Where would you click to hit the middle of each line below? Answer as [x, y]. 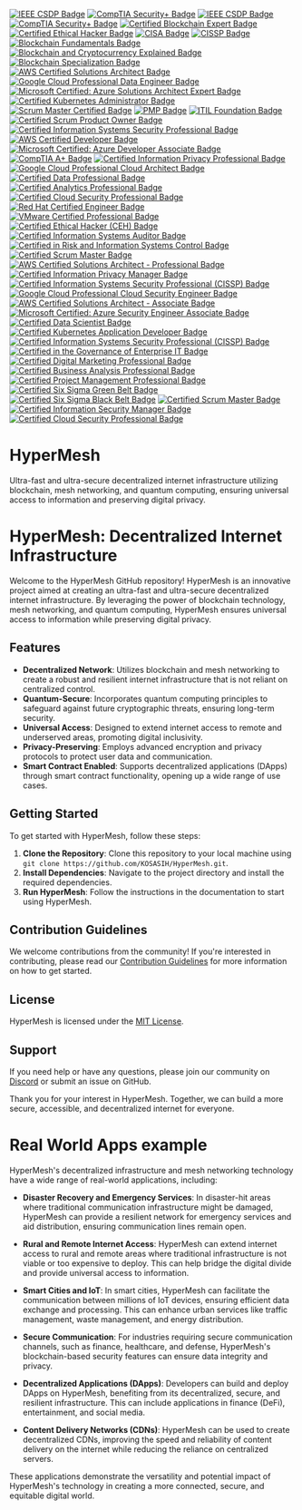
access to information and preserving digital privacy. [107, 500]
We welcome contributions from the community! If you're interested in [140, 951]
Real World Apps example [108, 1145]
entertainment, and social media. [84, 1412]
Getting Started [54, 814]
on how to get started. [51, 971]
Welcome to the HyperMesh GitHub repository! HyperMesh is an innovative [151, 580]
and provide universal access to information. [106, 1272]
